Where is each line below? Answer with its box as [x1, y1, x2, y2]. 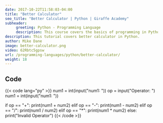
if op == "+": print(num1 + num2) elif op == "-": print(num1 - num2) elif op [5, 103, 152, 108]
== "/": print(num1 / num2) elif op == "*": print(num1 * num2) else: [5, 107, 137, 113]
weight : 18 [5, 57, 27, 62]
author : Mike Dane [5, 39, 42, 44]
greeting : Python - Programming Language [16, 25, 101, 30]
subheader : [5, 20, 27, 26]
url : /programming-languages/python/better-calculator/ [5, 52, 120, 57]
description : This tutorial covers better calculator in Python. [5, 35, 140, 39]
